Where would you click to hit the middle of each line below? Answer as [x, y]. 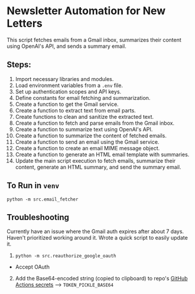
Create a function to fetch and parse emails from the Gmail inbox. [95, 123]
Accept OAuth [32, 267]
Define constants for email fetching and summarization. [83, 98]
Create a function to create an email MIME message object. [87, 148]
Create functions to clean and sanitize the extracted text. [84, 117]
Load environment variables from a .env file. [69, 85]
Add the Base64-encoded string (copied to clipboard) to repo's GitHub [101, 279]
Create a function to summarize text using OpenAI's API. [84, 129]
